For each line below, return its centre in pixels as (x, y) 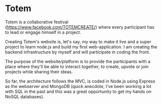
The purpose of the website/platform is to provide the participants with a (78, 61)
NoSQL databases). (25, 96)
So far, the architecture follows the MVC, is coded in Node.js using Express (80, 81)
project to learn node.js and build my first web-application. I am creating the (81, 47)
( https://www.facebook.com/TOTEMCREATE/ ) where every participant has (80, 27)
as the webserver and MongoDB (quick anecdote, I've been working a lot (78, 86)
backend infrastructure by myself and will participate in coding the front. (78, 52)
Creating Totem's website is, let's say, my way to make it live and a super (78, 41)
